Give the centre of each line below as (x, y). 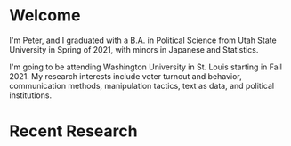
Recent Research (73, 131)
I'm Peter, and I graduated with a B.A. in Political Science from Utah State (143, 40)
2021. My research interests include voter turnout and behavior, (125, 76)
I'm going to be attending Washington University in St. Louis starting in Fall (146, 67)
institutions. (30, 95)
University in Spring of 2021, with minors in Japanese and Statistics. (134, 49)
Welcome (45, 16)
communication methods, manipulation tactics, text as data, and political (141, 85)
